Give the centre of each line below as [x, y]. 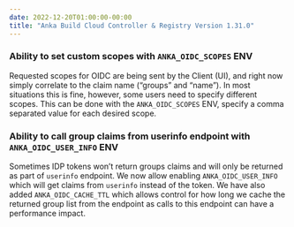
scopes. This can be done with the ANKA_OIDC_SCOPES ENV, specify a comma [147, 103]
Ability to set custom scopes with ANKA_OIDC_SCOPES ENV [131, 57]
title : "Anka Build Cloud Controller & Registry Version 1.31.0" [132, 26]
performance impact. [48, 214]
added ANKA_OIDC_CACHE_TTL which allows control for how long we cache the [147, 194]
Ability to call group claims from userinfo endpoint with [130, 136]
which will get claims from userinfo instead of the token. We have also [137, 185]
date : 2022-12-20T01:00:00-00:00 [71, 17]
